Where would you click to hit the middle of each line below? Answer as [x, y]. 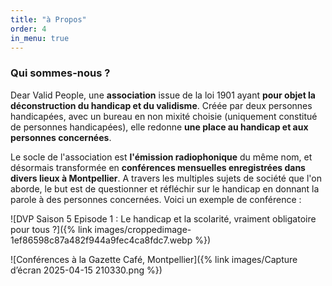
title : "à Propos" [48, 19]
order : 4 [28, 29]
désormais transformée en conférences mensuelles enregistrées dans [158, 167]
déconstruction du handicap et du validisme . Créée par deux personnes [161, 105]
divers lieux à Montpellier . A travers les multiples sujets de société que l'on [166, 178]
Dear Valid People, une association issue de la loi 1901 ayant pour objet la [163, 95]
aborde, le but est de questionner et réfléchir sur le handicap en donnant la [165, 188]
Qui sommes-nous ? [60, 73]
